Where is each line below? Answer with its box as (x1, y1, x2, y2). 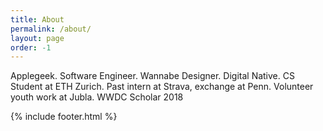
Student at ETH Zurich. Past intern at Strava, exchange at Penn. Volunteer (10, 81, 314, 93)
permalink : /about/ (10, 24, 92, 34)
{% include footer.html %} (10, 111, 118, 123)
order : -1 (10, 42, 52, 53)
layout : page (10, 33, 65, 43)
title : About (10, 14, 65, 25)
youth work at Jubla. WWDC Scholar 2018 (10, 91, 184, 103)
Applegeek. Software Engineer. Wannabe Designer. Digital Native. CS (10, 70, 295, 82)
